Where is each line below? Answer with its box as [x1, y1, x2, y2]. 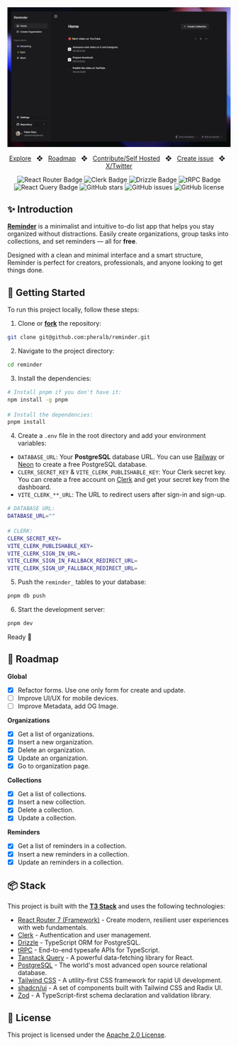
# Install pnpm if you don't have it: [7, 388, 122, 396]
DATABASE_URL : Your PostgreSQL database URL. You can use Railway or [17, 453, 225, 461]
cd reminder [7, 361, 42, 368]
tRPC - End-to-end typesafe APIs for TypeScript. [17, 946, 161, 954]
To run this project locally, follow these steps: [7, 305, 140, 314]
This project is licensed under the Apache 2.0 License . [7, 1030, 166, 1039]
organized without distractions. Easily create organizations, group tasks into [7, 230, 229, 238]
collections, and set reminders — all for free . [7, 237, 138, 246]
